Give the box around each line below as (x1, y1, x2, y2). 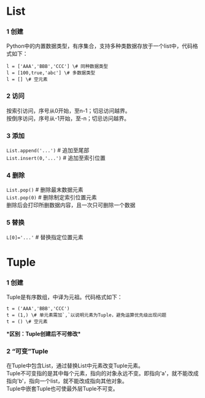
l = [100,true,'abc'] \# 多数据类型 (6, 70, 96, 76)
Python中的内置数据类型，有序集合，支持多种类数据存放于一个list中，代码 (6, 42, 193, 50)
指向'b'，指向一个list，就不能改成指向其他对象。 (6, 377, 128, 385)
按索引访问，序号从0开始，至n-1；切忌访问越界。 (6, 107, 131, 114)
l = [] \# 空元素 (6, 77, 48, 83)
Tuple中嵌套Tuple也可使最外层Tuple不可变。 (6, 385, 118, 392)
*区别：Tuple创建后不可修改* (6, 330, 81, 338)
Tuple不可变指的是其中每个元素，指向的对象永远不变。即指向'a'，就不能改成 (6, 370, 199, 377)
